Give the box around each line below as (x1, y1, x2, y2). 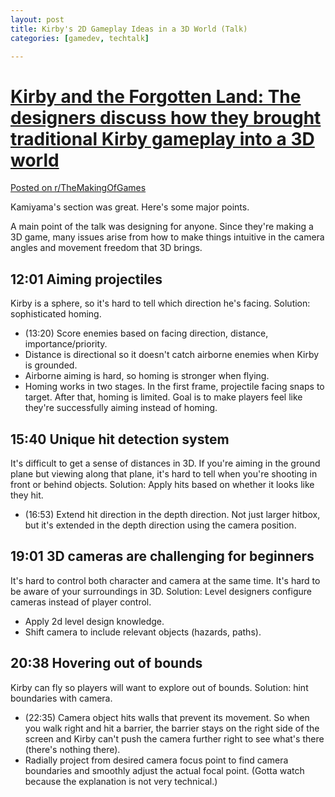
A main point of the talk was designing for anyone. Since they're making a (10, 221, 314, 233)
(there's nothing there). (24, 743, 121, 755)
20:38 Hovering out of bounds (10, 655, 203, 672)
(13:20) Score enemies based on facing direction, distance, (24, 327, 269, 340)
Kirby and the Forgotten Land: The (10, 85, 302, 108)
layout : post (10, 14, 65, 25)
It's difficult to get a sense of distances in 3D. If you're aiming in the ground (10, 457, 321, 469)
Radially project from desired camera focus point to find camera (24, 754, 289, 766)
